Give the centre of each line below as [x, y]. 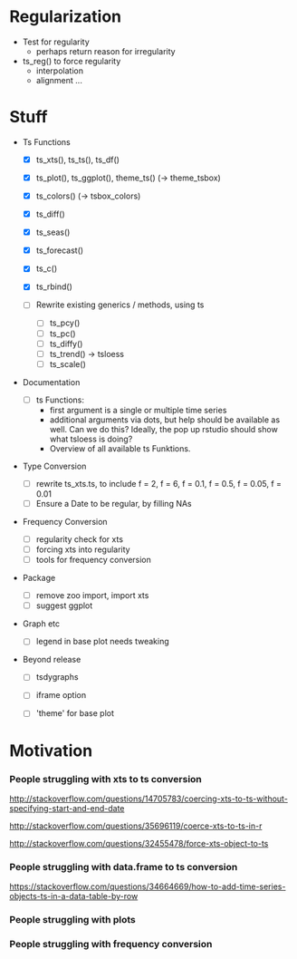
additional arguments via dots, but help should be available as [165, 420]
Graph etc [41, 624]
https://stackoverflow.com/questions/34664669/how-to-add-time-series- [148, 886]
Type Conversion [54, 466]
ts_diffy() [66, 344]
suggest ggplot [64, 605]
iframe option [61, 695]
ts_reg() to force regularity [72, 61]
